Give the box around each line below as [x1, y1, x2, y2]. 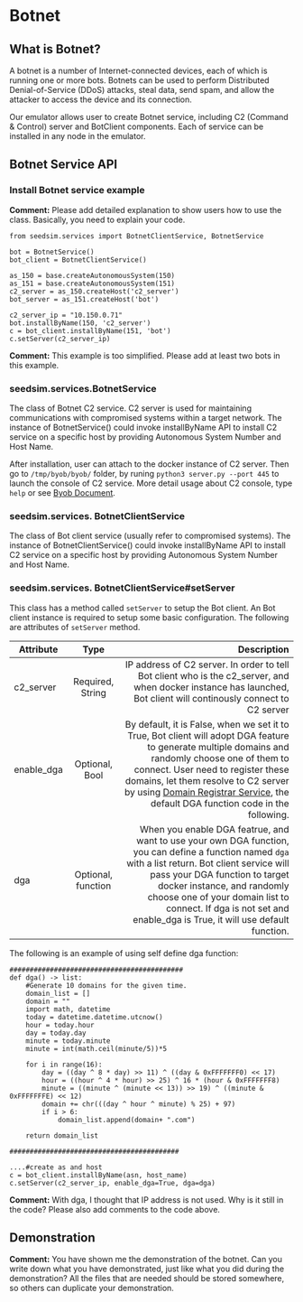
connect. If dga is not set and [165, 902, 289, 915]
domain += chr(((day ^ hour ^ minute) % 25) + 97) [41, 1099, 236, 1109]
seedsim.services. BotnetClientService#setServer [9, 581, 235, 594]
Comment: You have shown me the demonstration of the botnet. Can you [9, 1254, 282, 1265]
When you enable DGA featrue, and [139, 823, 289, 835]
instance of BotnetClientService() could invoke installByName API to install [9, 540, 286, 551]
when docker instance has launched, [133, 681, 289, 693]
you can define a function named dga [133, 845, 289, 858]
